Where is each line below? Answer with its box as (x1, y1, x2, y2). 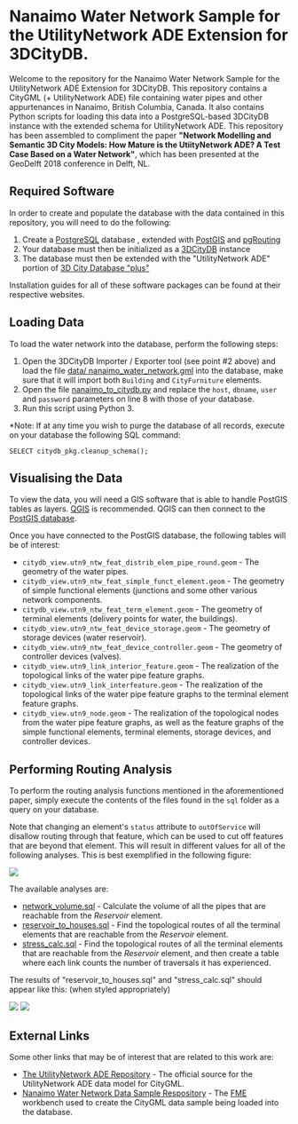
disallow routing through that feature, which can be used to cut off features (9, 831, 284, 842)
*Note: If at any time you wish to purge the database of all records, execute (9, 420, 286, 431)
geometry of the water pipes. (21, 566, 129, 577)
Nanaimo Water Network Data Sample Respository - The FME (21, 1088, 247, 1098)
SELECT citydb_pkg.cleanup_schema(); (9, 447, 149, 455)
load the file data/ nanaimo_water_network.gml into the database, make (21, 365, 284, 376)
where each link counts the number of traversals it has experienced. (21, 957, 271, 969)
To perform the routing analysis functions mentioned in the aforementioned (9, 786, 284, 796)
